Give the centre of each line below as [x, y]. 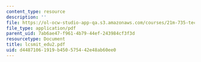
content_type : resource [36, 12]
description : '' [26, 17]
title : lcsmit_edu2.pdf [36, 45]
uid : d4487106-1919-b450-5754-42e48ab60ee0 [61, 50]
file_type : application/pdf [41, 28]
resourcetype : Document [36, 39]
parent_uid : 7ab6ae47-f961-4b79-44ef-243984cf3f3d [71, 34]
